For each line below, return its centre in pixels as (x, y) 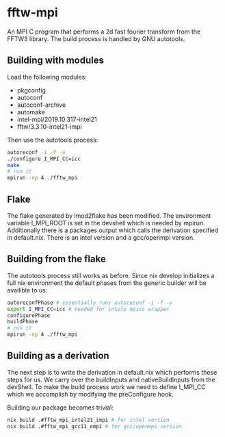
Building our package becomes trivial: (61, 407)
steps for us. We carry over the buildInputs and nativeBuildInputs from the (111, 379)
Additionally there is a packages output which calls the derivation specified (113, 230)
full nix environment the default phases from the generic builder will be (107, 283)
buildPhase (23, 322)
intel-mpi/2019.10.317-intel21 (57, 119)
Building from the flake (56, 259)
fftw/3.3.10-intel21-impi (49, 126)
